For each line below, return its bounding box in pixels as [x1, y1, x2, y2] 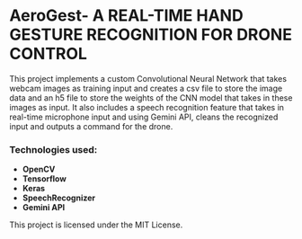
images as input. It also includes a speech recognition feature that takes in [9, 102, 285, 112]
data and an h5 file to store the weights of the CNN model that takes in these [9, 92, 293, 103]
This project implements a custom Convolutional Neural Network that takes [9, 73, 288, 84]
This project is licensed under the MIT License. [9, 219, 183, 230]
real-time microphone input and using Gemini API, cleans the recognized [9, 111, 279, 122]
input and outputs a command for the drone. [9, 120, 173, 131]
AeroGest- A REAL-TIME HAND [9, 5, 244, 26]
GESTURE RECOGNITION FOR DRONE [9, 24, 292, 45]
